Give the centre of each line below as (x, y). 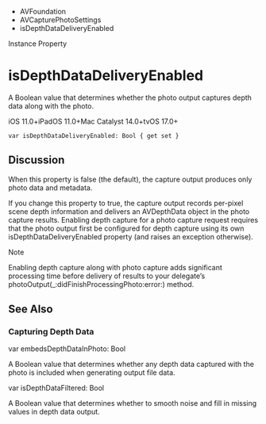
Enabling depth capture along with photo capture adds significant (115, 267)
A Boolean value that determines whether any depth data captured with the (131, 365)
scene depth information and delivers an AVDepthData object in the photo (129, 211)
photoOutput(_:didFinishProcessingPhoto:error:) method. (101, 284)
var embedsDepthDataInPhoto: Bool (67, 349)
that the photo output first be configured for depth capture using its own (126, 228)
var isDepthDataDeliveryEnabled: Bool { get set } (94, 136)
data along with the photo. (51, 105)
